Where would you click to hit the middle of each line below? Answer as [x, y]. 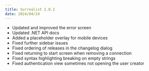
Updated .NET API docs [36, 33]
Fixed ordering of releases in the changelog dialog [62, 48]
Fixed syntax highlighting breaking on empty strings [64, 58]
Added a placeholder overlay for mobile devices [60, 38]
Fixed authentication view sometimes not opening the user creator [78, 63]
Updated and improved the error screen [52, 27]
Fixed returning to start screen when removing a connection [72, 53]
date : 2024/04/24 [22, 14]
